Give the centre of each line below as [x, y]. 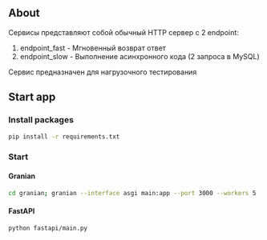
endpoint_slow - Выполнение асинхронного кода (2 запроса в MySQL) [140, 56]
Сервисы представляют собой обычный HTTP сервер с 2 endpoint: [123, 32]
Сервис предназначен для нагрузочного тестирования [103, 72]
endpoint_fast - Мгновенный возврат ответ [93, 48]
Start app [32, 97]
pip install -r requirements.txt [64, 136]
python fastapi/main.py [48, 228]
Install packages [41, 120]
